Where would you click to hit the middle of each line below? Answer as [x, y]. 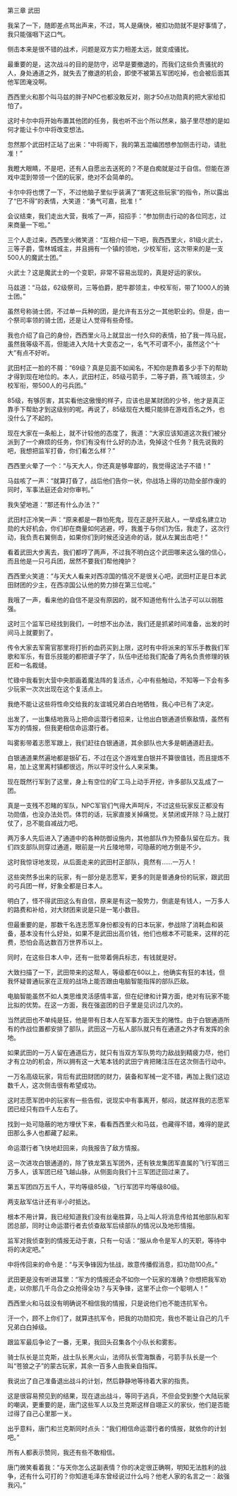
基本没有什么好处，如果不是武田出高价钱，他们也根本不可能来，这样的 [121, 933]
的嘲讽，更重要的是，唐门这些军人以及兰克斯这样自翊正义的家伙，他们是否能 [119, 1405]
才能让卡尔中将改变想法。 [50, 130]
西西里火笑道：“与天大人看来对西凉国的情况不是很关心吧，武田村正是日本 [114, 576]
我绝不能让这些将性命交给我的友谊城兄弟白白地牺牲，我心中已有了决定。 [112, 704]
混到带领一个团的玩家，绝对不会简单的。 [78, 177]
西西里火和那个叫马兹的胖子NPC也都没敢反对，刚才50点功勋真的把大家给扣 [116, 97]
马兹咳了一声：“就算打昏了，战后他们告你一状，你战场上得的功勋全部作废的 [117, 481]
